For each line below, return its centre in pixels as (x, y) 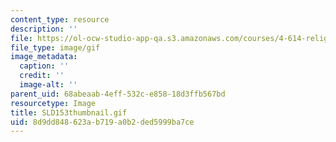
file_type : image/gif (55, 47)
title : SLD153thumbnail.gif (69, 112)
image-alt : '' (48, 85)
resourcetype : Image (53, 103)
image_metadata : (44, 57)
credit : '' (42, 76)
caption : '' (44, 66)
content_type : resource (60, 19)
